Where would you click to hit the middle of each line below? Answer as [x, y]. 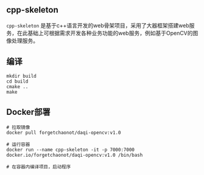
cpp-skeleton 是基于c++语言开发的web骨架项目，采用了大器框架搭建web [98, 25]
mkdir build [21, 76]
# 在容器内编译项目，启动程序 [39, 167]
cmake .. [17, 87]
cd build [17, 81]
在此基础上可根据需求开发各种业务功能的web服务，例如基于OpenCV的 [105, 33]
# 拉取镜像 [18, 128]
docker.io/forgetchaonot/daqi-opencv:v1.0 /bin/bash [75, 155]
